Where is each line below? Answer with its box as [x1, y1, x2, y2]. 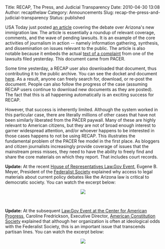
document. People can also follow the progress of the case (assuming [5, 81, 148, 87]
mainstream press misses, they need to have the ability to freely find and [5, 149, 153, 154]
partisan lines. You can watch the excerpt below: [5, 229, 104, 235]
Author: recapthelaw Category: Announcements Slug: [5, 9, 114, 15]
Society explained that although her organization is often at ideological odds [5, 218, 161, 224]
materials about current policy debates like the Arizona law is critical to [5, 174, 149, 180]
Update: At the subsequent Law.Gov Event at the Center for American [5, 208, 147, 213]
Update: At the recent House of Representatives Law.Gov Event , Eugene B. [5, 163, 158, 169]
